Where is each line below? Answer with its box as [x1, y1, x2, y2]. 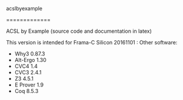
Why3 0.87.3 [14, 50, 45, 57]
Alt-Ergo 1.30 [14, 57, 46, 63]
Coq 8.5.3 [14, 88, 39, 94]
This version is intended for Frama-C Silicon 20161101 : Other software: [6, 39, 178, 46]
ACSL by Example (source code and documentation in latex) [6, 27, 152, 35]
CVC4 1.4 [14, 63, 38, 70]
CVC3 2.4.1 [14, 69, 42, 75]
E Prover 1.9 [14, 81, 44, 88]
